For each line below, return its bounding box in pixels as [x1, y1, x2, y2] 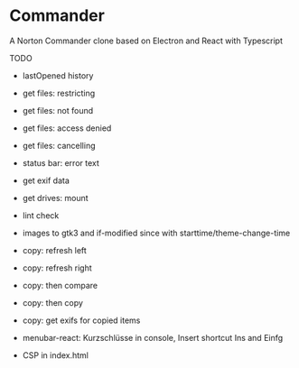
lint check [22, 209, 60, 221]
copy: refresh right [22, 262, 92, 273]
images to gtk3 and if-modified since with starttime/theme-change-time [22, 227, 291, 238]
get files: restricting [22, 87, 96, 98]
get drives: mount [22, 192, 89, 203]
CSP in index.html [22, 349, 89, 361]
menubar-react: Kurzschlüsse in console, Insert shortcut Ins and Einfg [22, 332, 284, 343]
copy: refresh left [22, 244, 88, 255]
